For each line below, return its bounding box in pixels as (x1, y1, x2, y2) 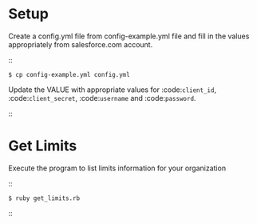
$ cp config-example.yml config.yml (8, 70, 130, 78)
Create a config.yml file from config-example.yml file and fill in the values (8, 31, 250, 41)
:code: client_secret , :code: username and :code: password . (8, 93, 196, 102)
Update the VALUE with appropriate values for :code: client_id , (8, 85, 217, 94)
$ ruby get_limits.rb (8, 194, 81, 202)
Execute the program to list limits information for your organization (8, 163, 226, 173)
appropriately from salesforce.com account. (8, 39, 153, 49)
